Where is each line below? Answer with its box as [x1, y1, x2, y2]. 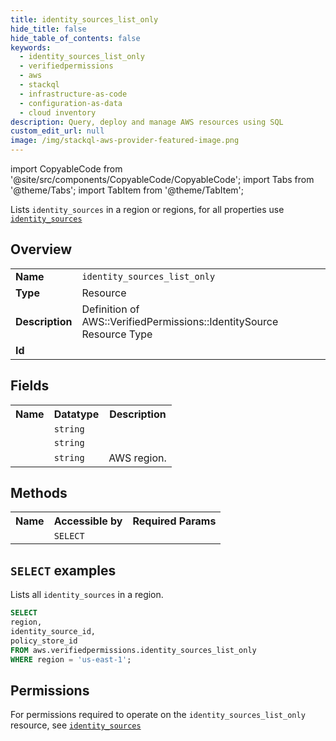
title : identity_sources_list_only [10, 14, 159, 25]
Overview [10, 241, 73, 258]
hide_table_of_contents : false [10, 33, 141, 43]
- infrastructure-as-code [19, 89, 128, 99]
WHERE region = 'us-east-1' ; [10, 654, 132, 665]
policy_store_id [10, 636, 78, 646]
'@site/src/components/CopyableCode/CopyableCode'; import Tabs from [10, 174, 315, 185]
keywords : [10, 42, 52, 53]
